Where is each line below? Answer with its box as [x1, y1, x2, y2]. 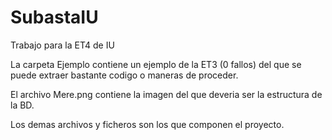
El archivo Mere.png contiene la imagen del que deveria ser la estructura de [10, 88, 323, 100]
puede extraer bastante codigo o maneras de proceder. [10, 69, 239, 81]
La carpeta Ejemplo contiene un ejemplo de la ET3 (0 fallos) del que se [10, 58, 302, 70]
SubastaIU [10, 6, 99, 29]
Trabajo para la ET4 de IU [10, 39, 115, 51]
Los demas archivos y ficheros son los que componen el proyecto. [10, 118, 285, 130]
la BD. [10, 99, 35, 111]
